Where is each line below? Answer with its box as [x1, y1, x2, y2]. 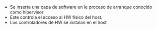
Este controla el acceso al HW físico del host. [9, 14, 103, 20]
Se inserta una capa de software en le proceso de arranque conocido [9, 4, 153, 10]
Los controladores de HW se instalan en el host [9, 19, 107, 25]
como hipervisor [9, 9, 44, 15]
